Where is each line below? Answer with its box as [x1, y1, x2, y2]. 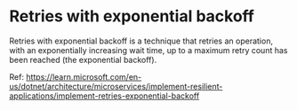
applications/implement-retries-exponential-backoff [9, 90, 200, 101]
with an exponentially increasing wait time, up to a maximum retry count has [9, 44, 288, 55]
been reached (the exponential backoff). [9, 54, 157, 65]
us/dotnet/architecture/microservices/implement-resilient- [9, 81, 223, 91]
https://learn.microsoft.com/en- [26, 71, 142, 82]
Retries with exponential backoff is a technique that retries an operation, [9, 35, 274, 46]
